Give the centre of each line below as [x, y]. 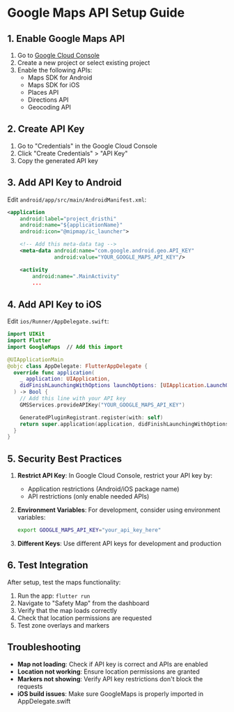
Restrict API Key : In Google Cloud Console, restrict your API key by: [115, 476]
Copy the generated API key [58, 160]
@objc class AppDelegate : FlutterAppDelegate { [78, 366]
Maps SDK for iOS [54, 85]
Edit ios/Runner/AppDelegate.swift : [58, 321]
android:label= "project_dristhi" [68, 219]
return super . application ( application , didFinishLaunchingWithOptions [124, 424]
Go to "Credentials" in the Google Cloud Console [87, 146]
